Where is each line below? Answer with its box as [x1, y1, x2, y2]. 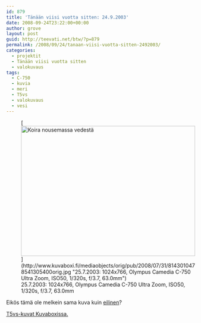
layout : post [6, 31, 39, 37]
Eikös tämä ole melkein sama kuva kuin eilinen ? [6, 299, 122, 306]
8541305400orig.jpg [21, 268, 71, 275]
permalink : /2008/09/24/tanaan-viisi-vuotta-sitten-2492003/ [6, 42, 161, 48]
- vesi [11, 102, 28, 109]
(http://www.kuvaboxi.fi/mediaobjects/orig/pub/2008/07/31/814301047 [21, 262, 195, 269]
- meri [11, 86, 28, 92]
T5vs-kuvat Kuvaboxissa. [6, 310, 68, 317]
